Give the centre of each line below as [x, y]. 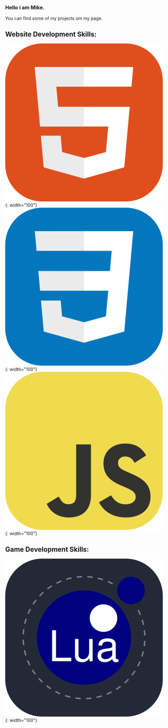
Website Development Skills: [51, 34]
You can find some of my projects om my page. [54, 19]
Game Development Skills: [47, 549]
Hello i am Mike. [25, 8]
